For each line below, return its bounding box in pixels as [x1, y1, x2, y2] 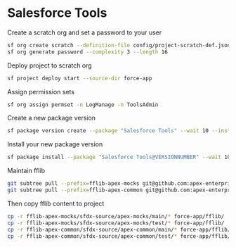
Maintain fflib [7, 167, 46, 175]
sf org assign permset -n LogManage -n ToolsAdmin [7, 101, 159, 108]
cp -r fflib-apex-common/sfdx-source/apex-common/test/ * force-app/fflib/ [7, 232, 231, 240]
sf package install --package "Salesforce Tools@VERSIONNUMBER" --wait [7, 153, 221, 161]
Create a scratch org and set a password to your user [7, 28, 162, 37]
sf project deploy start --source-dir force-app [7, 75, 152, 82]
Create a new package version [7, 114, 96, 122]
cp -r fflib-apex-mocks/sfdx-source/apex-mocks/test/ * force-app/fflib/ [7, 220, 225, 227]
